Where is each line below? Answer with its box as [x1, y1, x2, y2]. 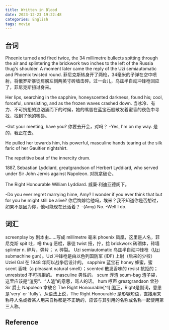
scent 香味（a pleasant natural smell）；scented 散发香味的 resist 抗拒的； [5, 265, 158, 272]
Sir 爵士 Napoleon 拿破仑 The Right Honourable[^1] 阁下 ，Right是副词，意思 [5, 284, 162, 290]
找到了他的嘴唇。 [14, 113, 49, 119]
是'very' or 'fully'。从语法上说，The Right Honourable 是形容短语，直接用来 [5, 290, 161, 297]
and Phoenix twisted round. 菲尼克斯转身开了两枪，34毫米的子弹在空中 [5, 71, 153, 78]
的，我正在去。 [5, 130, 36, 136]
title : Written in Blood [5, 7, 57, 13]
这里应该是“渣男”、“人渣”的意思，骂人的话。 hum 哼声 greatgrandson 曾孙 [5, 278, 159, 284]
